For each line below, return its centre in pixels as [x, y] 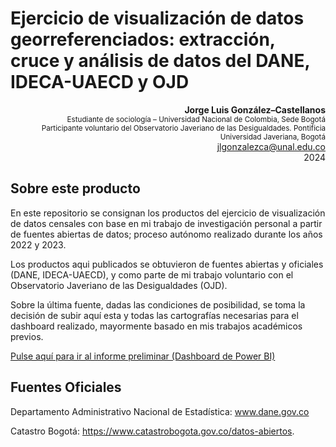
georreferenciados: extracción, [143, 39]
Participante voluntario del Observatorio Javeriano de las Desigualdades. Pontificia [183, 128]
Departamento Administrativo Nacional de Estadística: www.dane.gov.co [160, 411]
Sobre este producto [75, 188]
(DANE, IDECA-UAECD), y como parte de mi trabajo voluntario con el [152, 274]
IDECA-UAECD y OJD [100, 82]
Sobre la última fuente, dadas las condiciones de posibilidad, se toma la [158, 304]
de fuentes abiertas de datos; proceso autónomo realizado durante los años [166, 234]
